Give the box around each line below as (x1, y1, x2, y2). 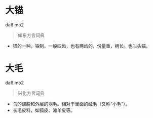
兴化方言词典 (17, 90, 45, 96)
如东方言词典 (17, 32, 45, 38)
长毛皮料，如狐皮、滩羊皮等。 (12, 107, 75, 113)
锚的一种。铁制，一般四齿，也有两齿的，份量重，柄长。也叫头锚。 (12, 43, 150, 49)
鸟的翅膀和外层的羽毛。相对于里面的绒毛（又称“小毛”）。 (12, 101, 130, 107)
